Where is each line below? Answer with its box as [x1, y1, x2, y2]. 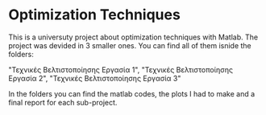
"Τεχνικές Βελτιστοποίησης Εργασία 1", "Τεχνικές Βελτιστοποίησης [8, 64, 234, 74]
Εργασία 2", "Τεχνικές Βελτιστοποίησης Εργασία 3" [8, 73, 181, 83]
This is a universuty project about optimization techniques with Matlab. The [8, 32, 259, 42]
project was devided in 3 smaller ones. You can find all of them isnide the [8, 40, 251, 50]
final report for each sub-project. [8, 97, 118, 107]
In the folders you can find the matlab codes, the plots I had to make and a [8, 88, 256, 98]
